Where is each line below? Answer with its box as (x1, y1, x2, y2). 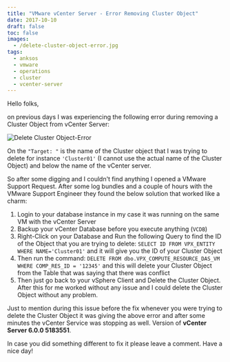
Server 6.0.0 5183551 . (7, 326, 72, 334)
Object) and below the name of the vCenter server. (7, 161, 151, 170)
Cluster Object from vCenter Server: (7, 120, 110, 128)
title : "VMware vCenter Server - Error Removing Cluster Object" (7, 10, 198, 17)
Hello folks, (7, 99, 39, 108)
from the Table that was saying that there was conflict (17, 269, 170, 277)
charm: (7, 197, 28, 205)
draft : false (7, 23, 45, 30)
